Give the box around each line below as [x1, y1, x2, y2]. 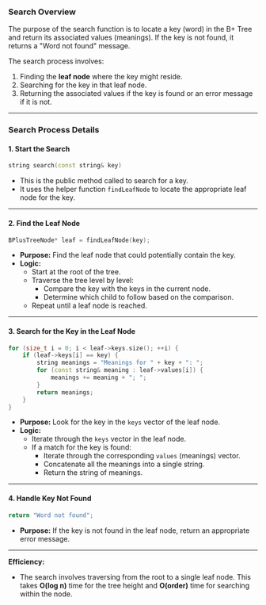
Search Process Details [8, 124, 100, 136]
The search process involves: [8, 56, 104, 66]
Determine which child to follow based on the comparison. [43, 293, 234, 302]
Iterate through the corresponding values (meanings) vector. [43, 451, 241, 461]
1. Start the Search [8, 144, 70, 153]
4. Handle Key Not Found [8, 494, 92, 504]
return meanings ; [36, 388, 93, 396]
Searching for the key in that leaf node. [19, 80, 147, 90]
